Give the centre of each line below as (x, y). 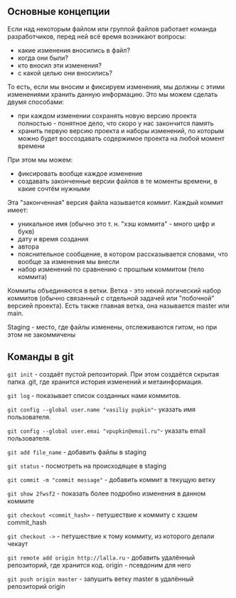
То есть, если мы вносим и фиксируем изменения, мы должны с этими (116, 86)
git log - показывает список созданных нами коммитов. (94, 395)
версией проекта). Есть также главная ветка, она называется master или (118, 305)
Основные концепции (59, 12)
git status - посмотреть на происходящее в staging (87, 466)
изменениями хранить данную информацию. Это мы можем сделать (113, 94)
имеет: (18, 210)
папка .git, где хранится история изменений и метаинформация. (105, 382)
